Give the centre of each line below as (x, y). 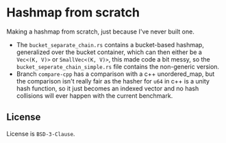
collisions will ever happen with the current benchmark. (95, 95)
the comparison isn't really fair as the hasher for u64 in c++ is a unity (113, 81)
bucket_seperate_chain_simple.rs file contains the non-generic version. (118, 66)
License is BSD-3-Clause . (41, 133)
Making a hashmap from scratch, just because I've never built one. (100, 31)
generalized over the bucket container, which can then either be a (109, 52)
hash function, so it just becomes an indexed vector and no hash (108, 88)
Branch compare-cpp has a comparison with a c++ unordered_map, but (115, 74)
